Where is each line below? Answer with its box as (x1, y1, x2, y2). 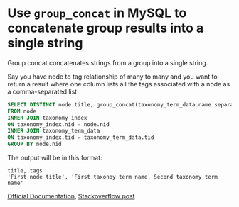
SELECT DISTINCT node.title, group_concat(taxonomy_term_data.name (7, 101, 212, 108)
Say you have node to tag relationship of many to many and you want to (7, 72, 218, 81)
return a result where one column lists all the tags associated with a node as (7, 79, 230, 88)
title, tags (7, 167, 43, 174)
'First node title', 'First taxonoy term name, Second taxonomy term (7, 174, 218, 181)
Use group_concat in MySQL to (7, 5, 187, 21)
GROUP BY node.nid (7, 140, 62, 148)
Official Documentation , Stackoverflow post (7, 192, 135, 201)
